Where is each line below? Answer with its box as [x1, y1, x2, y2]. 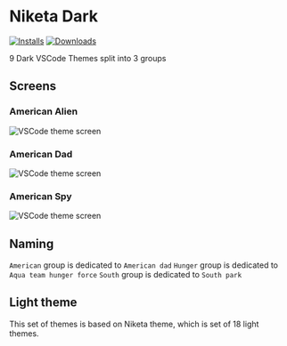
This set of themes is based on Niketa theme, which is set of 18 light [9, 318, 259, 329]
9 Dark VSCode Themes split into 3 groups [9, 52, 167, 63]
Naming [9, 236, 54, 251]
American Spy [9, 189, 72, 202]
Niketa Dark [9, 6, 99, 27]
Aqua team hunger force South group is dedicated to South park [9, 270, 242, 280]
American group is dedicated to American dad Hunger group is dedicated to [9, 260, 279, 270]
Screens [9, 78, 56, 94]
